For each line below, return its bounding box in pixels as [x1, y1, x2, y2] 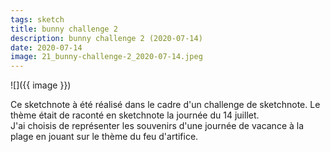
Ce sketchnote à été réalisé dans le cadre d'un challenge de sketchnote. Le [10, 99, 321, 111]
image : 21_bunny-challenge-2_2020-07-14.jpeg [10, 52, 203, 62]
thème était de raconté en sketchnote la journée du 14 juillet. [10, 109, 260, 121]
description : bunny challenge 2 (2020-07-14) [10, 33, 203, 43]
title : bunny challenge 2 [10, 24, 118, 34]
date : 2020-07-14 [10, 42, 83, 53]
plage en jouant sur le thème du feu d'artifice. [10, 131, 199, 143]
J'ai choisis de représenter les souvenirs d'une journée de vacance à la [10, 120, 305, 132]
